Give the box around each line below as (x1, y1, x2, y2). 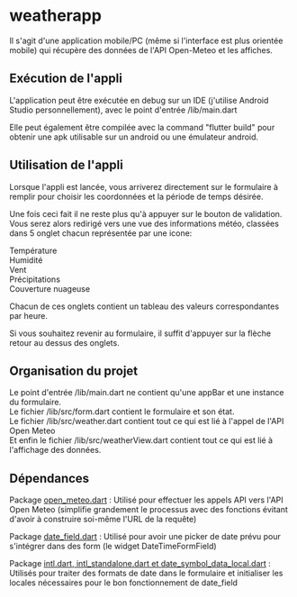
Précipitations (9, 274, 61, 285)
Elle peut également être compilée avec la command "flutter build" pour (9, 122, 275, 132)
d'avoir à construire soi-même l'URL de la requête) (9, 514, 197, 525)
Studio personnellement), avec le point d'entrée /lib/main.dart (9, 104, 238, 115)
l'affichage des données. (9, 445, 102, 456)
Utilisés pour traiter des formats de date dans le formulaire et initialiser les (9, 568, 283, 579)
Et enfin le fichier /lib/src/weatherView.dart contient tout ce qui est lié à (9, 435, 273, 446)
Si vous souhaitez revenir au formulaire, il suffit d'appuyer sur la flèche (9, 328, 272, 339)
